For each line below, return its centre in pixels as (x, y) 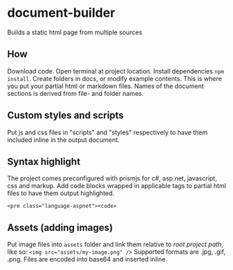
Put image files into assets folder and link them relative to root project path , (115, 244)
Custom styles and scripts (66, 116)
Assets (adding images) (60, 228)
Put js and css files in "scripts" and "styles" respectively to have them (107, 132)
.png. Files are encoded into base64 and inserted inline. (87, 260)
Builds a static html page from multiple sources (75, 32)
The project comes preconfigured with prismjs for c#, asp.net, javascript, (112, 178)
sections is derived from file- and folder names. (76, 93)
